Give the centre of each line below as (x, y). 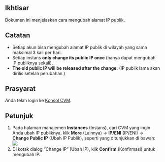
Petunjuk (19, 116)
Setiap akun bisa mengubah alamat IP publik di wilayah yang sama (80, 47)
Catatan (18, 36)
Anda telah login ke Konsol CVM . (38, 101)
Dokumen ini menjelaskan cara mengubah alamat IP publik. (65, 20)
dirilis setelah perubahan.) (39, 73)
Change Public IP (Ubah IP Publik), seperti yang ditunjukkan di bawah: (84, 138)
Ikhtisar (17, 8)
